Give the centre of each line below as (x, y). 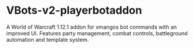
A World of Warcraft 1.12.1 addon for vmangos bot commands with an (92, 27)
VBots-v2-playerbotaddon (74, 10)
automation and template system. (48, 39)
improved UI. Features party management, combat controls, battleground (97, 33)
